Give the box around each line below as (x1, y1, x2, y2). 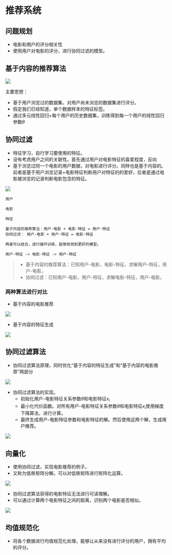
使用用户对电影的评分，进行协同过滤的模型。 (12, 48, 108, 54)
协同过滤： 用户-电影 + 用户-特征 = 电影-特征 (5, 232, 93, 237)
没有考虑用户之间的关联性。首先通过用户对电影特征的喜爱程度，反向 (12, 156, 157, 162)
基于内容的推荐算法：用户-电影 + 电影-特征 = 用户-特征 (5, 226, 110, 231)
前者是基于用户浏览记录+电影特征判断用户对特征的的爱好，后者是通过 (12, 169, 160, 175)
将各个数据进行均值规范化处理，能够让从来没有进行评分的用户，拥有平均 (12, 538, 166, 544)
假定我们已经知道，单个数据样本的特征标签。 (12, 106, 108, 112)
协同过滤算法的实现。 (12, 389, 58, 395)
